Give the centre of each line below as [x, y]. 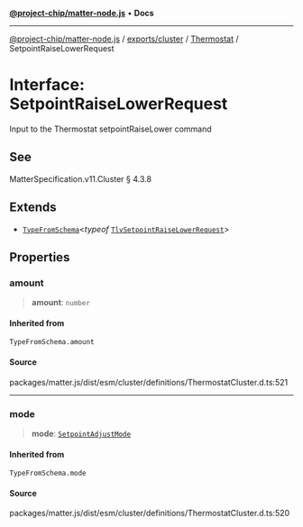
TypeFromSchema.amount [52, 342]
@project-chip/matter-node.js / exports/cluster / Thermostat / [124, 39]
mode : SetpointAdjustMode [81, 433]
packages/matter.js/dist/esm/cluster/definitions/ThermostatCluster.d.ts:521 [149, 382]
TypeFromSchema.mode [48, 473]
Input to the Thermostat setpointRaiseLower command [110, 129]
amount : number [60, 303]
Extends [33, 208]
